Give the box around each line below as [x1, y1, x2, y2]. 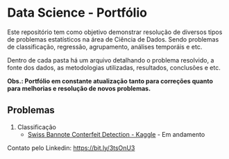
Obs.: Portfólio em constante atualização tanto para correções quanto [7, 76, 213, 85]
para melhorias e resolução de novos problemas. [7, 84, 151, 92]
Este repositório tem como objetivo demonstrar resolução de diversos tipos [7, 28, 223, 36]
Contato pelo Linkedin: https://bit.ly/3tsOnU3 [7, 144, 135, 152]
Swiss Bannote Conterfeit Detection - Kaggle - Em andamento [27, 130, 205, 138]
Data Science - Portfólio [7, 5, 148, 21]
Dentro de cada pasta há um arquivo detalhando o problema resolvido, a [7, 56, 214, 64]
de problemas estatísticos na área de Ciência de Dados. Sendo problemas [7, 35, 219, 43]
